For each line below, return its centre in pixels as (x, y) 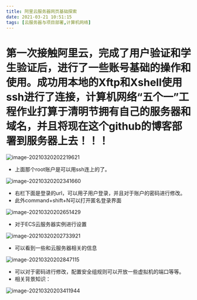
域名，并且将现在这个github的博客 (89, 126)
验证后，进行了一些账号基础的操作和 (104, 68)
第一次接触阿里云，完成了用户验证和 (94, 53)
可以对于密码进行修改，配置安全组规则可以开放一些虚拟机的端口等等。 (99, 272)
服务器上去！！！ (68, 141)
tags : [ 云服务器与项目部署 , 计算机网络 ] (48, 22)
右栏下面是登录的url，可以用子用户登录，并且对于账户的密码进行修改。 (100, 193)
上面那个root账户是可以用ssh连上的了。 (62, 170)
